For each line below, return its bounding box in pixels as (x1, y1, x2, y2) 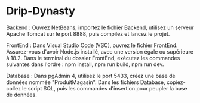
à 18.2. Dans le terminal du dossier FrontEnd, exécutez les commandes (6, 54, 180, 61)
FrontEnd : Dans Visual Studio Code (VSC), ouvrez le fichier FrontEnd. (6, 42, 178, 49)
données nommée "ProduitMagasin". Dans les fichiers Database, (6, 79, 165, 86)
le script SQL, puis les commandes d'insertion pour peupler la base (21, 85, 187, 92)
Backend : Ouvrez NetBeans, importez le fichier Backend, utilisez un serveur (6, 24, 194, 31)
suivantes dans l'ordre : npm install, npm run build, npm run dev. (6, 61, 164, 68)
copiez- (166, 79, 186, 86)
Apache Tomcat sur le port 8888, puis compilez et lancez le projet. (6, 30, 170, 37)
